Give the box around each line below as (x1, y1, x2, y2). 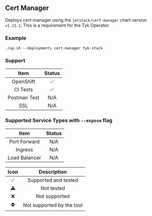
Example (5, 35, 27, 41)
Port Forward (9, 138, 40, 145)
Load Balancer (7, 154, 42, 161)
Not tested (40, 184, 65, 191)
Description (39, 168, 67, 175)
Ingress (15, 146, 33, 153)
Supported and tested (27, 177, 78, 183)
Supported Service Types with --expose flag (5, 117, 113, 124)
